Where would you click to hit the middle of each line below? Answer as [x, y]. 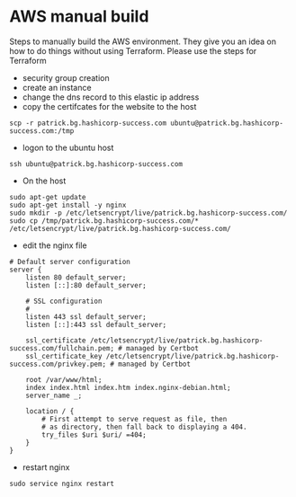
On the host [44, 181]
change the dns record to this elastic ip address [111, 97]
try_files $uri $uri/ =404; [94, 435]
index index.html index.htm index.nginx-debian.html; [128, 387]
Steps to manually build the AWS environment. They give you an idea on [143, 41]
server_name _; [54, 395]
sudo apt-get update [48, 197]
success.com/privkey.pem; [58, 364]
